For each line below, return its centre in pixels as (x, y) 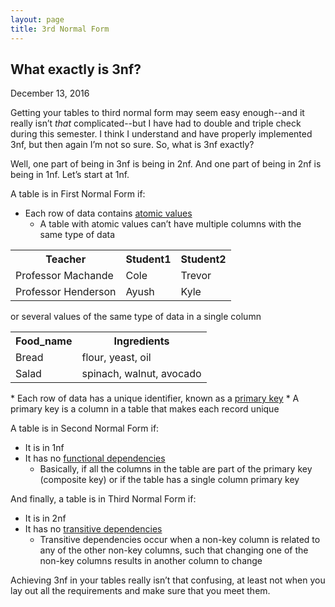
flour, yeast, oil (116, 358)
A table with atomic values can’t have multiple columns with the (170, 224)
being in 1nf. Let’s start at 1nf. (70, 175)
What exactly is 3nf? (76, 69)
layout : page (37, 19)
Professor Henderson (66, 292)
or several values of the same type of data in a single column (136, 317)
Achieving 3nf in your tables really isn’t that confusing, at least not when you (168, 580)
